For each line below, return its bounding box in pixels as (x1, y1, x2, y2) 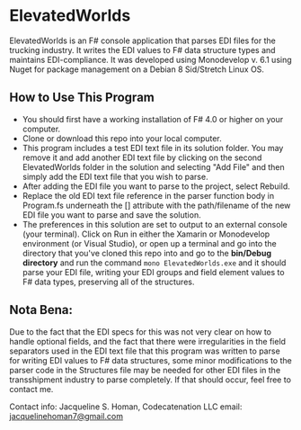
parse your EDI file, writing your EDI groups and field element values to (22, 266, 285, 277)
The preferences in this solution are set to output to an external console (22, 219, 288, 229)
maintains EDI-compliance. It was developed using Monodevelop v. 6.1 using (9, 54, 292, 65)
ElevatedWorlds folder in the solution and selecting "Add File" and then (22, 161, 285, 172)
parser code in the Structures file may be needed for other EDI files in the (9, 364, 281, 375)
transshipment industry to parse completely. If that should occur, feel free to (9, 374, 292, 385)
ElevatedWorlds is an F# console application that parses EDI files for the (9, 35, 276, 46)
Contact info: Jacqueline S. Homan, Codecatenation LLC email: (9, 401, 243, 412)
